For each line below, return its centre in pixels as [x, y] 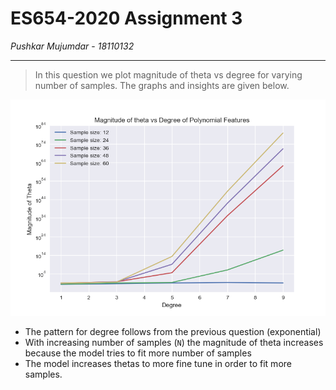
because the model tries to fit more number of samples [138, 353]
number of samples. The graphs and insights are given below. [162, 85]
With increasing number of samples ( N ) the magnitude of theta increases [174, 343]
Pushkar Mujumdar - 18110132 [72, 46]
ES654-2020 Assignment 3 [126, 18]
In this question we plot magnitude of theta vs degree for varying [168, 74]
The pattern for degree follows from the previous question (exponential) [173, 332]
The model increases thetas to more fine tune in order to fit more [158, 364]
